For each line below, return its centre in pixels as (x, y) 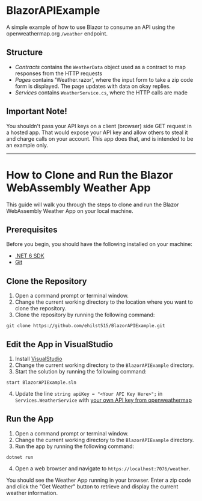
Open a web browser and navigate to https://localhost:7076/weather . (103, 468)
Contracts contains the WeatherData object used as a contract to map (100, 67)
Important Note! (37, 112)
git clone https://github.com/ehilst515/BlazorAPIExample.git (86, 326)
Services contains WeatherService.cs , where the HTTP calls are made (101, 92)
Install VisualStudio (38, 358)
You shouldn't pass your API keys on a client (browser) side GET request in (99, 126)
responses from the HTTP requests (59, 73)
